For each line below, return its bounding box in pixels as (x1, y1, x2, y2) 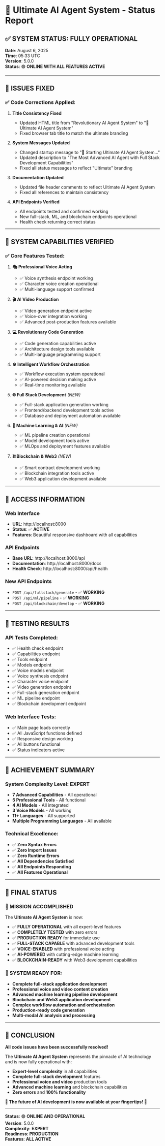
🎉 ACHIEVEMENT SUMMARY (5, 766, 95, 774)
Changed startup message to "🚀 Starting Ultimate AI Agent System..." (19, 149, 160, 155)
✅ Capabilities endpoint (12, 651, 60, 657)
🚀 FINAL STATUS (5, 889, 57, 897)
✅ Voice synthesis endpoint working (19, 275, 93, 281)
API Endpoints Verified (12, 199, 60, 205)
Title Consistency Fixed (12, 110, 62, 116)
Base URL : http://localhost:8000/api (12, 555, 85, 561)
